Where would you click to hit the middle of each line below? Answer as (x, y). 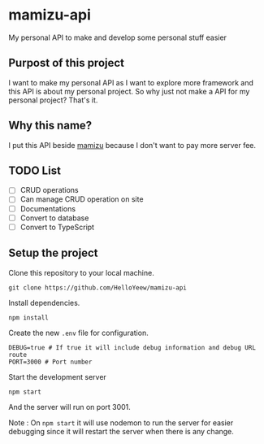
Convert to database (54, 218)
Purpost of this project (66, 63)
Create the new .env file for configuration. (78, 333)
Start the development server (58, 377)
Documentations (48, 208)
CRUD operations (49, 190)
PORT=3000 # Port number (50, 362)
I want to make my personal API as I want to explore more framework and (131, 82)
